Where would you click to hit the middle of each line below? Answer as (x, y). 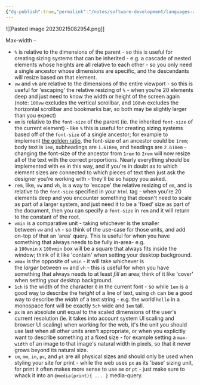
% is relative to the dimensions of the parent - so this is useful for (93, 52)
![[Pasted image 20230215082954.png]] (55, 29)
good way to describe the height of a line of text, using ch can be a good (103, 292)
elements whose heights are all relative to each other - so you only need (103, 64)
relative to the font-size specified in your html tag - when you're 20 (98, 191)
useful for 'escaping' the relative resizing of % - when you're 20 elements (104, 90)
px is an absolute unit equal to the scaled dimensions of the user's (95, 312)
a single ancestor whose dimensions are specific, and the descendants (101, 71)
